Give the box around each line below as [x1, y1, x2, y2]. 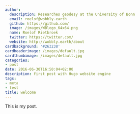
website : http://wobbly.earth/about [9, 39, 84, 44]
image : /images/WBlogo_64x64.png [9, 26, 78, 31]
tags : [5, 76, 16, 81]
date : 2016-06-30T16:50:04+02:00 [5, 67, 74, 72]
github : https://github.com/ [9, 21, 69, 26]
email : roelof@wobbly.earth [9, 16, 67, 21]
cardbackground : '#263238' [5, 44, 60, 49]
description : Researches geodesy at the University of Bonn [9, 12, 135, 17]
